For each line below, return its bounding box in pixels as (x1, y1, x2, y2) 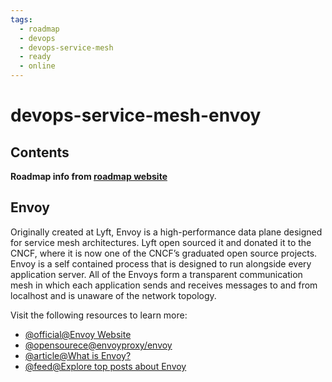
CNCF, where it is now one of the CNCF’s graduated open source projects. (10, 247, 318, 259)
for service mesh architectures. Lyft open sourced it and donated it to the (10, 236, 312, 248)
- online (19, 61, 56, 71)
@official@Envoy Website (24, 328, 132, 340)
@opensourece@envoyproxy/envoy (24, 339, 173, 351)
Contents (10, 144, 70, 161)
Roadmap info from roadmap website (10, 171, 168, 182)
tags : (10, 14, 33, 25)
